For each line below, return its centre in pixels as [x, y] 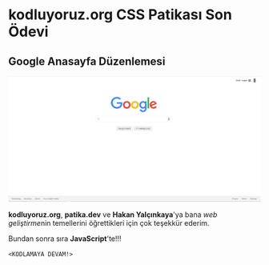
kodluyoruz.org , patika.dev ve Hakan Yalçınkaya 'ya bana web [113, 215]
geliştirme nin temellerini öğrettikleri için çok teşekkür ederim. [109, 223]
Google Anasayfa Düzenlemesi [87, 61]
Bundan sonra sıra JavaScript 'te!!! [65, 239]
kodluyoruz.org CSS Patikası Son [120, 15]
